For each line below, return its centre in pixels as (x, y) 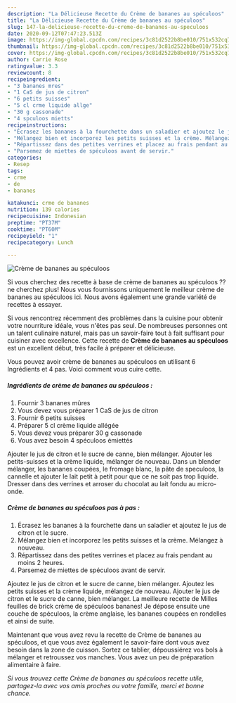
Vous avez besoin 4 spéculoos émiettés (75, 441)
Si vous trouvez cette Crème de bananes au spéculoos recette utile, (105, 678)
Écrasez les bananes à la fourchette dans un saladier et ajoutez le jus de (122, 526)
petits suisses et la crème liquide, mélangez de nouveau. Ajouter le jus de (113, 591)
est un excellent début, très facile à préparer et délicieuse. (91, 348)
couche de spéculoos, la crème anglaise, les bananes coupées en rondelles (117, 614)
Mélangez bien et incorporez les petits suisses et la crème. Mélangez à (120, 540)
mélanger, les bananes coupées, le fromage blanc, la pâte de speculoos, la (116, 469)
